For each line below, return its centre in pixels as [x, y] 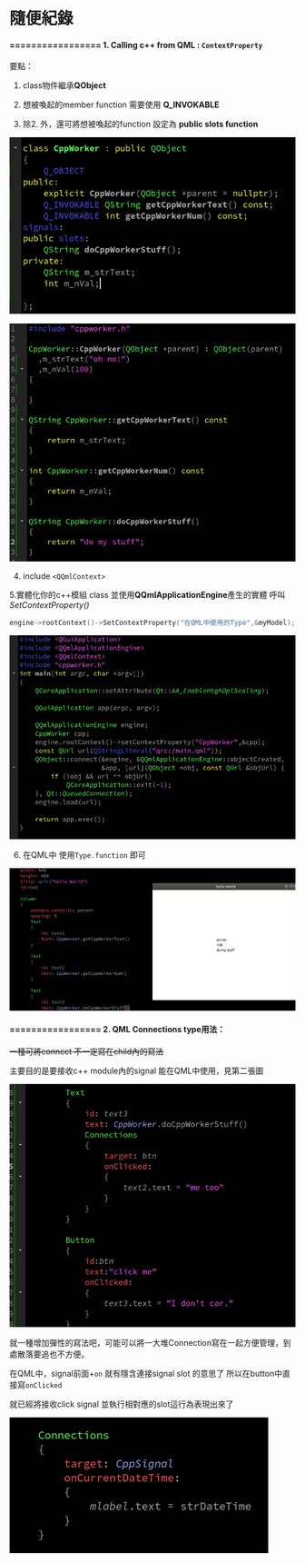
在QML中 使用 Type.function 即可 [84, 855]
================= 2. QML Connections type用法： [117, 1030]
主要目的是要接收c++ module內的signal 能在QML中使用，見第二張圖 [137, 1071]
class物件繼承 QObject [64, 85]
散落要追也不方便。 [53, 1354]
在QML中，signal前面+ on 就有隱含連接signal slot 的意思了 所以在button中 [146, 1374]
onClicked [44, 1386]
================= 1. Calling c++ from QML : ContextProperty [136, 45]
